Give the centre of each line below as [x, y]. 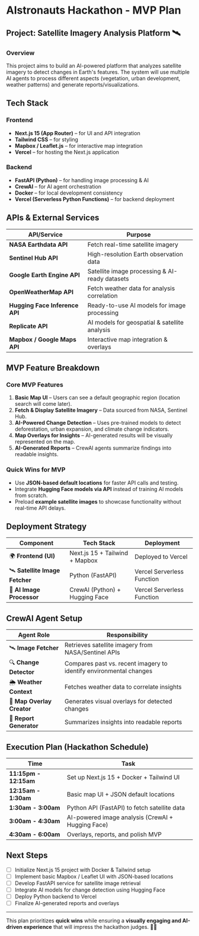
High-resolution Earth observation [135, 254]
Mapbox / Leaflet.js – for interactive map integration [79, 145]
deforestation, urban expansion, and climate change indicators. [92, 429]
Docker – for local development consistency [69, 193]
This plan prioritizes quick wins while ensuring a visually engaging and [94, 921]
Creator [20, 709]
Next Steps [27, 856]
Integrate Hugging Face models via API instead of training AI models [99, 489]
